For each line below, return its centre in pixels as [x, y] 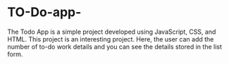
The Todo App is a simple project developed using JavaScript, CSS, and [112, 32]
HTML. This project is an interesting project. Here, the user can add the [111, 39]
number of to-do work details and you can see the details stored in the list [114, 46]
